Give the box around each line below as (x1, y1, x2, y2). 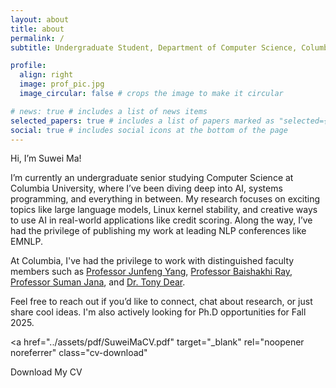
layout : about (10, 14, 70, 25)
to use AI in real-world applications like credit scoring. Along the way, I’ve (10, 214, 313, 226)
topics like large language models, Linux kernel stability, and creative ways (10, 204, 318, 216)
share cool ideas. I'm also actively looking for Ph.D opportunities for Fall (10, 306, 307, 318)
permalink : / (10, 33, 65, 43)
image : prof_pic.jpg (19, 79, 105, 90)
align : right (19, 70, 74, 80)
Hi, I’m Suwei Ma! (10, 152, 82, 165)
